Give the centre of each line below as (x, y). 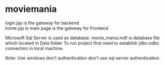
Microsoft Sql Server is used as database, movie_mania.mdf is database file (82, 38)
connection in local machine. (34, 48)
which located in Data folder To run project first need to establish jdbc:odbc (82, 43)
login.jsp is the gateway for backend (42, 23)
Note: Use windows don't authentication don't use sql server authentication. (83, 58)
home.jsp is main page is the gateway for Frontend (57, 28)
